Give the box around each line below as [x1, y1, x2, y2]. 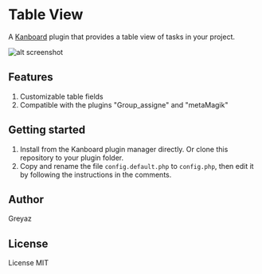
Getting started [8, 123, 86, 137]
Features [8, 70, 53, 84]
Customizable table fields [19, 92, 104, 101]
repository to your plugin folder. [19, 153, 124, 162]
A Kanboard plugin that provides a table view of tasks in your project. [8, 32, 235, 41]
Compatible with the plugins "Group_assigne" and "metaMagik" [19, 100, 229, 109]
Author [8, 193, 44, 206]
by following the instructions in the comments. [19, 170, 172, 179]
